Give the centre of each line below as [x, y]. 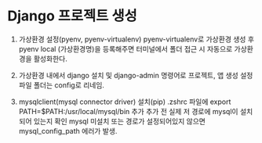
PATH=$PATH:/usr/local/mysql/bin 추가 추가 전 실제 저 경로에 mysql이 [128, 111]
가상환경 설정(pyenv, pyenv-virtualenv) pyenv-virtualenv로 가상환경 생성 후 [136, 39]
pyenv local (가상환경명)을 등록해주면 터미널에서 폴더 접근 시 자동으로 [126, 48]
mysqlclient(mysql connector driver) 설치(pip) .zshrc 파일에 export [125, 102]
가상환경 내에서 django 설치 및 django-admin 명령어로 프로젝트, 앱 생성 [128, 75]
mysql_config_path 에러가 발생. [68, 130]
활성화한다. [50, 59]
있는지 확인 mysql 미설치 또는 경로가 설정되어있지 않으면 [119, 121]
